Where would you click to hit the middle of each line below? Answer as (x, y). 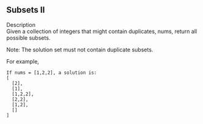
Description (21, 24)
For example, (23, 61)
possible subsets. (28, 38)
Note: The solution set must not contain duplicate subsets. (80, 49)
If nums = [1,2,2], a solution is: (52, 73)
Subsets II (26, 10)
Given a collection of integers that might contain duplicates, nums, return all (102, 31)
